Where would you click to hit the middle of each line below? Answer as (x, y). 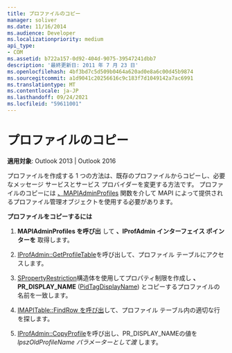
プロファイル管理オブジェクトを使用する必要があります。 (95, 201)
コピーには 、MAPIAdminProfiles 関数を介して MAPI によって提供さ (121, 193)
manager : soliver (32, 20)
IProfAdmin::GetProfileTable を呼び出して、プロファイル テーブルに (111, 255)
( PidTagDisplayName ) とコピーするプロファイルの (149, 286)
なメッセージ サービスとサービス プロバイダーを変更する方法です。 (102, 184)
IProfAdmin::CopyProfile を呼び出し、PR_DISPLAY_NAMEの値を (107, 333)
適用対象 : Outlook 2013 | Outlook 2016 (62, 161)
